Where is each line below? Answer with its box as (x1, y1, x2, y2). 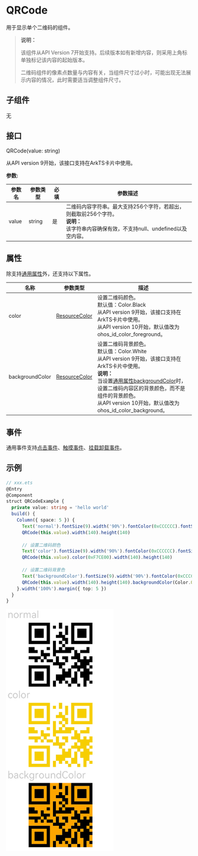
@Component (6, 492, 33, 498)
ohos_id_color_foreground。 (97, 331, 166, 338)
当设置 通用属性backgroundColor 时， (97, 377, 187, 384)
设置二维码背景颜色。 (97, 340, 149, 347)
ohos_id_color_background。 (97, 406, 168, 414)
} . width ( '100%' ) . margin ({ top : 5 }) (16, 585, 107, 591)
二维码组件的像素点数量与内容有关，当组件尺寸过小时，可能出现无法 (20, 69, 186, 76)
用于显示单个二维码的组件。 (6, 24, 74, 31)
